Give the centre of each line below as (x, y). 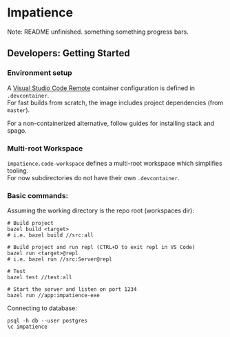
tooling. (18, 171)
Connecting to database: (42, 308)
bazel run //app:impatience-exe (53, 296)
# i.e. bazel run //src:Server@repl (60, 259)
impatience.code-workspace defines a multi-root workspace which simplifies (115, 163)
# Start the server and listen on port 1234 (72, 290)
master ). (19, 110)
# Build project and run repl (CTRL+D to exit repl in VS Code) (101, 248)
